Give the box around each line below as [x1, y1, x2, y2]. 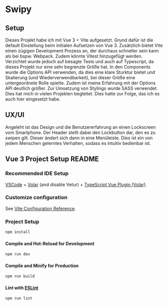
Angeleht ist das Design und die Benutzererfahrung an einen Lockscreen [5, 124, 156, 130]
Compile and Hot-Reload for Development [5, 240, 95, 246]
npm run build [5, 274, 35, 279]
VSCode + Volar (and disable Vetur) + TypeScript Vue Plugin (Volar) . [5, 181, 147, 187]
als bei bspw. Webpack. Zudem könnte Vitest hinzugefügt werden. [5, 53, 143, 59]
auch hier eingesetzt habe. [5, 96, 61, 102]
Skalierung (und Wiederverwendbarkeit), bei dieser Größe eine [5, 75, 136, 80]
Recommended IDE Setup [5, 170, 69, 177]
